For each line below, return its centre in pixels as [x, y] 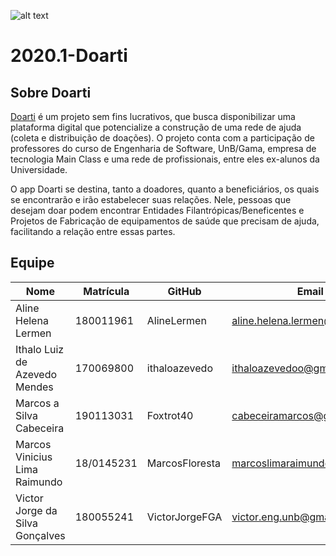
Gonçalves [40, 535]
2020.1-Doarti [69, 56]
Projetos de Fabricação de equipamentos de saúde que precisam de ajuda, [165, 221]
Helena [32, 320]
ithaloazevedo [179, 368]
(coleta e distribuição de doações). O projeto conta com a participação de [162, 138]
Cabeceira [40, 428]
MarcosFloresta [183, 463]
